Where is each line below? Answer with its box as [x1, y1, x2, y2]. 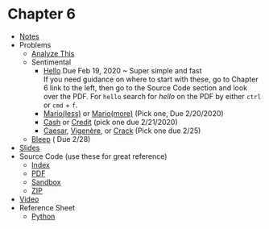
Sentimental [31, 57, 72, 67]
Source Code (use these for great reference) [19, 151, 168, 161]
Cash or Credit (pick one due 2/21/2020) [43, 117, 178, 127]
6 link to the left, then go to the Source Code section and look [43, 82, 247, 93]
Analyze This [31, 48, 75, 58]
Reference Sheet [19, 202, 76, 212]
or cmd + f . [43, 100, 78, 110]
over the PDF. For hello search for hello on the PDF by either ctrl [43, 91, 262, 101]
